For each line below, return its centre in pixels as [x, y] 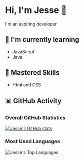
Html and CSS [26, 85]
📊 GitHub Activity [33, 101]
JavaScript [23, 51]
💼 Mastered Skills [32, 73]
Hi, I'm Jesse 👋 [36, 10]
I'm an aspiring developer [31, 24]
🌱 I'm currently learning [42, 40]
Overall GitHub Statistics [35, 118]
